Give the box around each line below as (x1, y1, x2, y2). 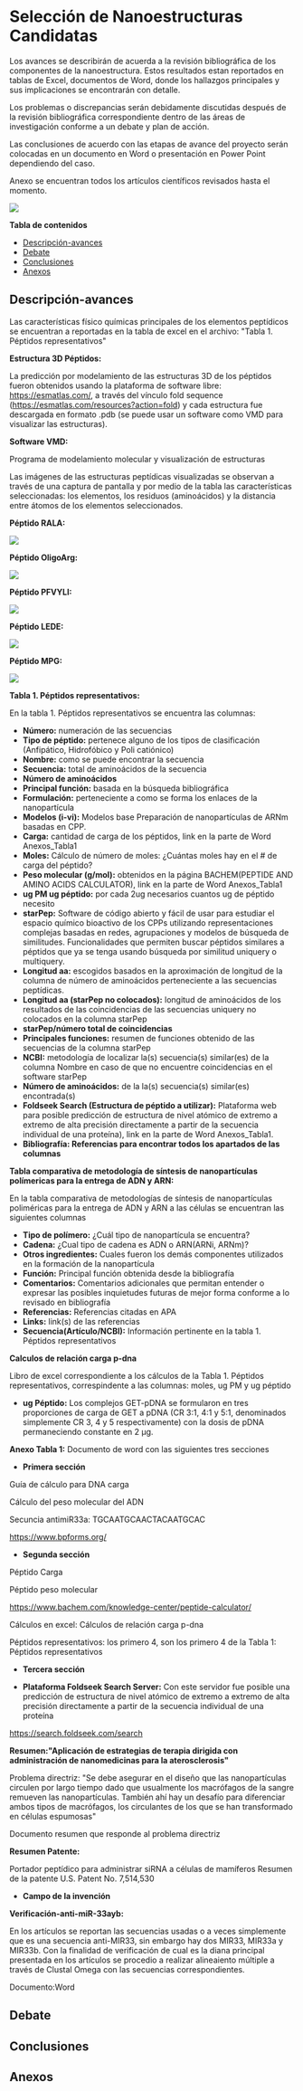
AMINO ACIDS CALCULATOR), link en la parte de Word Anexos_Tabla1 (22, 879, 283, 889)
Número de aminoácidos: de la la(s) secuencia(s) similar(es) (22, 1080, 251, 1091)
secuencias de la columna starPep (22, 1042, 151, 1053)
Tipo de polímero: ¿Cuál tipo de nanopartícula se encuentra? (22, 1229, 251, 1240)
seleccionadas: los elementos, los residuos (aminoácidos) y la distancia (9, 490, 276, 501)
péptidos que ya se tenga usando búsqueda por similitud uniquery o (22, 946, 278, 956)
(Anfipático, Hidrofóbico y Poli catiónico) (22, 744, 175, 755)
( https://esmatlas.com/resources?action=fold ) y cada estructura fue (9, 399, 263, 410)
